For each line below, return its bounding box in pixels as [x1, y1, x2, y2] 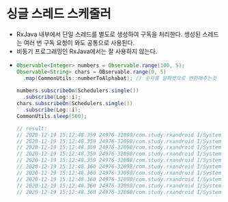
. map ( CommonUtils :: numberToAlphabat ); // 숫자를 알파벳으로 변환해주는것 [23, 74, 217, 82]
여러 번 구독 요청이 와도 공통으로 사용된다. [23, 38, 135, 46]
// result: [16, 125, 48, 132]
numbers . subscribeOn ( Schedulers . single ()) [16, 87, 139, 94]
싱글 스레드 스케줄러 [6, 6, 112, 22]
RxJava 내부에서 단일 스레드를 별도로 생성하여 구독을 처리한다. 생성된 [16, 30, 201, 38]
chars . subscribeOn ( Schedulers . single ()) [16, 100, 133, 107]
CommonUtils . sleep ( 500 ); [16, 113, 87, 119]
